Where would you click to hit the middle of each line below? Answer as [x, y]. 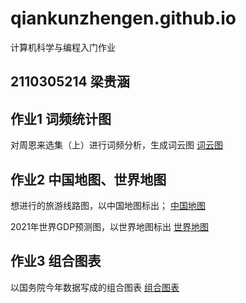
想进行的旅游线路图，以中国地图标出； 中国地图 [108, 205]
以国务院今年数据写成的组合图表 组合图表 [95, 287]
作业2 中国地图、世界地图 [88, 179]
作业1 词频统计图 [61, 118]
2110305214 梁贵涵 [70, 82]
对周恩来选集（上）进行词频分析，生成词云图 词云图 [116, 145]
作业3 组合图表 [56, 261]
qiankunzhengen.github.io [123, 18]
